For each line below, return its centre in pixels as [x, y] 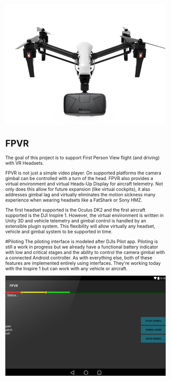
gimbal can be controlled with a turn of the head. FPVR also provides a [79, 178]
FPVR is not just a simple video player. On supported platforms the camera [83, 173]
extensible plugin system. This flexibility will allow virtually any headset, [80, 226]
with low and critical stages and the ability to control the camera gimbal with [85, 252]
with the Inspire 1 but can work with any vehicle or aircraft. [66, 268]
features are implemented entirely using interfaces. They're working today [83, 263]
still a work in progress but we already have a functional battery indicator [82, 247]
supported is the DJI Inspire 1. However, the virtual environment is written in [84, 215]
